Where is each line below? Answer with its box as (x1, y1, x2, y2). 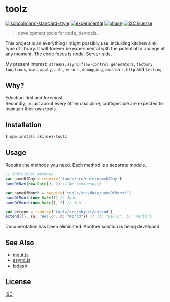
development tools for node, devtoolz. (17, 30, 99, 36)
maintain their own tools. (5, 106, 57, 112)
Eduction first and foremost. (5, 94, 64, 100)
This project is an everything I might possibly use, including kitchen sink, (5, 39, 158, 46)
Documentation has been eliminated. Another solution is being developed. (5, 224, 161, 230)
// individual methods (5, 172, 54, 177)
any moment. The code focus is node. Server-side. (5, 51, 112, 57)
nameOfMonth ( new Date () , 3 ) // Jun (5, 200, 81, 205)
